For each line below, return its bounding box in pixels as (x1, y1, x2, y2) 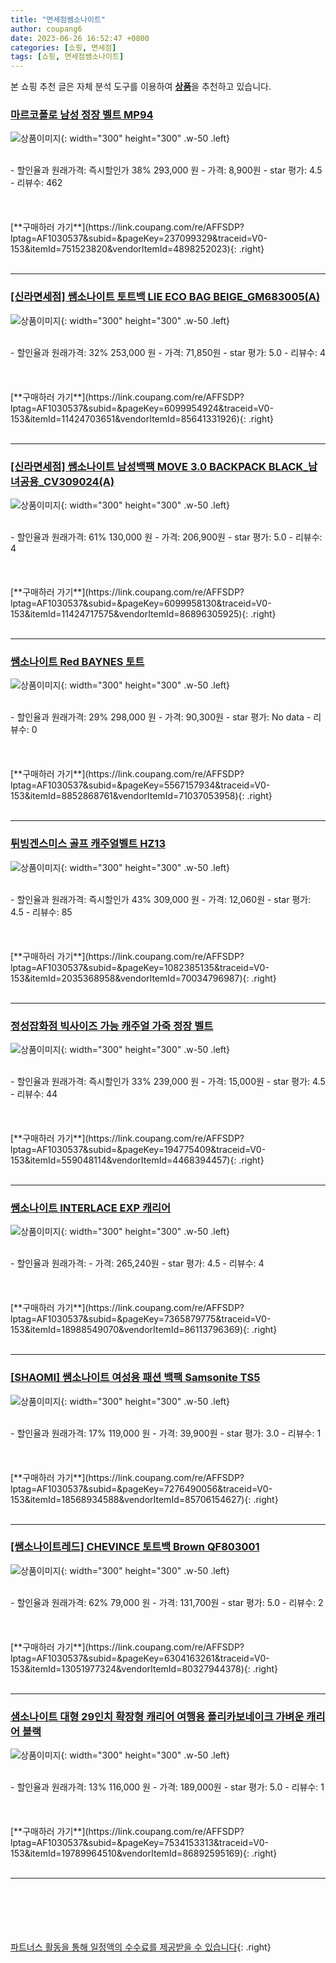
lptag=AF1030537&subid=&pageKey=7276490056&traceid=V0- (10, 1482, 273, 1495)
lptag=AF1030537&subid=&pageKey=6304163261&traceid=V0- (10, 1652, 270, 1664)
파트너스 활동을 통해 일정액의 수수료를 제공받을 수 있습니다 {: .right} (10, 1941, 272, 1953)
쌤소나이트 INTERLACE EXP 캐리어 (10, 1201, 172, 1215)
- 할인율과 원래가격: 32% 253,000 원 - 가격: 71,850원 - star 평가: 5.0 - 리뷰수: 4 (10, 346, 326, 358)
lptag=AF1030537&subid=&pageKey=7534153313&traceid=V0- (10, 1837, 270, 1849)
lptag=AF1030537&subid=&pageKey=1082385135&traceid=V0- (10, 961, 270, 973)
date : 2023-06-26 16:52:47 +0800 (10, 33, 150, 43)
